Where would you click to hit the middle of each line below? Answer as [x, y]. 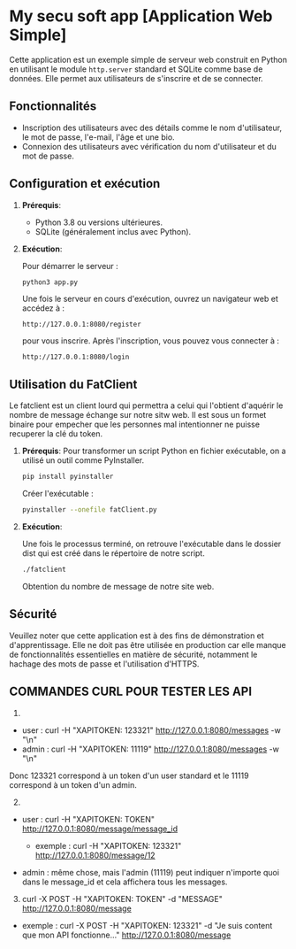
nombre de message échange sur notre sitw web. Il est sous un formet [138, 415]
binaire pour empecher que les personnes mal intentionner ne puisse [135, 424]
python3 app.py [50, 282]
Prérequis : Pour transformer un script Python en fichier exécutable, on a [154, 451]
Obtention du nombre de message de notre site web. [118, 586]
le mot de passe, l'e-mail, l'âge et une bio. [98, 137]
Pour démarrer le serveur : [70, 266]
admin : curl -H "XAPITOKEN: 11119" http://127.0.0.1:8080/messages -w [151, 749]
